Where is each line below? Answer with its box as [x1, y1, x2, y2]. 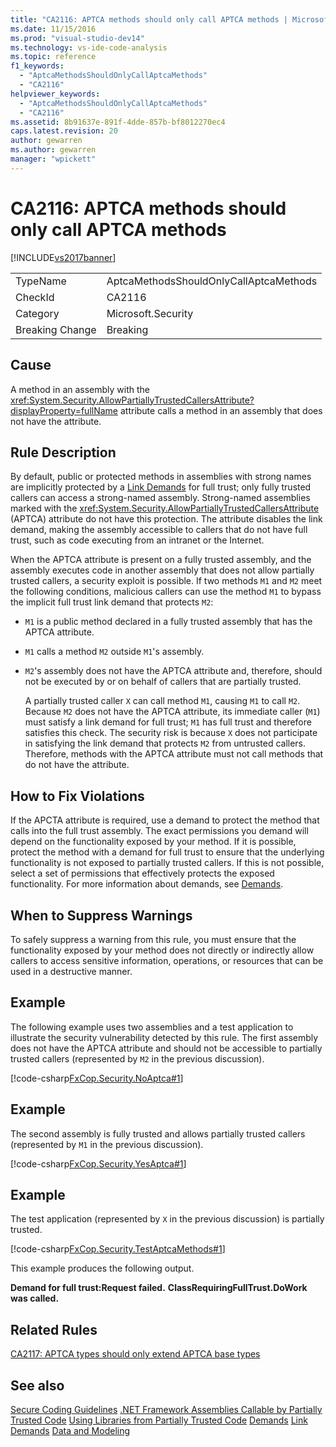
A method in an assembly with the [10, 383, 151, 395]
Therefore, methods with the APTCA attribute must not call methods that [24, 748, 324, 760]
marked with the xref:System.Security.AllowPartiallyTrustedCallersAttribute [10, 502, 320, 515]
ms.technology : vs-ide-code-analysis [10, 42, 168, 53]
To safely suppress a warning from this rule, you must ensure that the [10, 933, 297, 945]
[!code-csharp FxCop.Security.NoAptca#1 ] [10, 1072, 184, 1084]
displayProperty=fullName [10, 404, 119, 416]
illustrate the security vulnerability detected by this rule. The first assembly [10, 1031, 319, 1043]
